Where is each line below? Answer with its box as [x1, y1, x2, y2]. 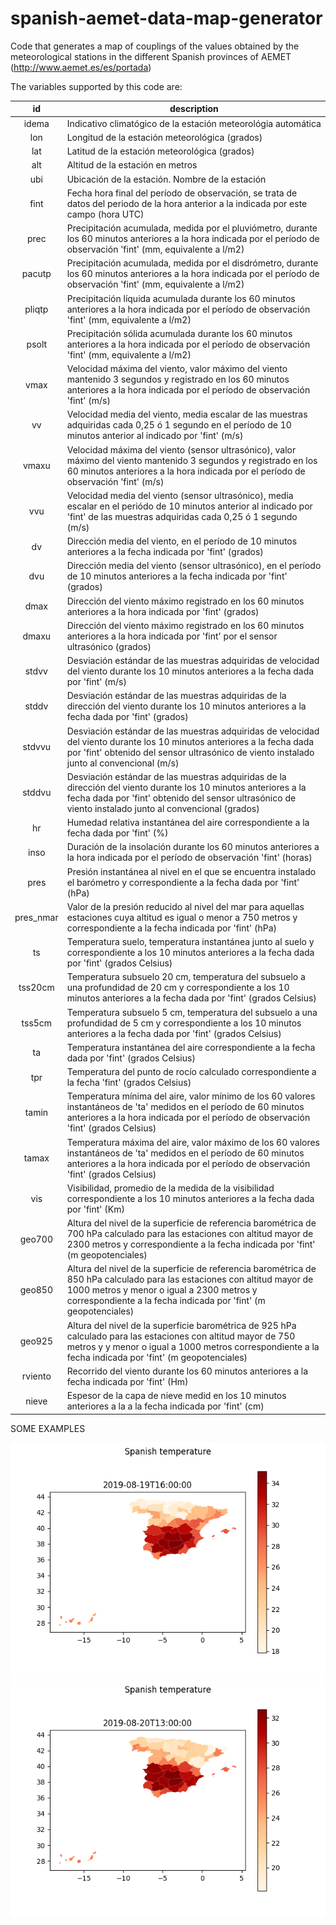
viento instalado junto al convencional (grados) [66, 802, 260, 814]
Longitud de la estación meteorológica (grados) [66, 131, 263, 143]
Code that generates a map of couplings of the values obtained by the [10, 40, 300, 52]
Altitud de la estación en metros [66, 159, 198, 171]
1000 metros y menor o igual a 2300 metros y [66, 1284, 258, 1296]
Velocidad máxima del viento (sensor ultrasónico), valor [66, 443, 297, 456]
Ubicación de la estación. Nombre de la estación [66, 173, 267, 185]
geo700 [19, 1233, 54, 1245]
